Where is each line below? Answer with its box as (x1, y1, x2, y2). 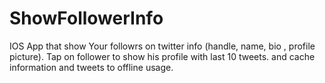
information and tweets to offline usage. (9, 61, 174, 73)
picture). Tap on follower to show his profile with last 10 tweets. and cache (9, 50, 316, 62)
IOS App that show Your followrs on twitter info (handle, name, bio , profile (9, 40, 316, 52)
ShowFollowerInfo (9, 7, 164, 30)
